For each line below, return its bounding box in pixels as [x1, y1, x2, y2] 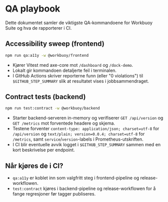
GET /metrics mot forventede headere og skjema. [12, 120, 115, 126]
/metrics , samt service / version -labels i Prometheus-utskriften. [12, 136, 143, 142]
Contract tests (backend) [5, 92, 86, 101]
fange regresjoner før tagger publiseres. [12, 191, 96, 197]
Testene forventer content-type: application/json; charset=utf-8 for [12, 126, 159, 132]
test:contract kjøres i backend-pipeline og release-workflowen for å [12, 185, 156, 191]
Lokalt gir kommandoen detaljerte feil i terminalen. [12, 67, 117, 73]
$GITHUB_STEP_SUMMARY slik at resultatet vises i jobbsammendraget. [12, 78, 149, 84]
